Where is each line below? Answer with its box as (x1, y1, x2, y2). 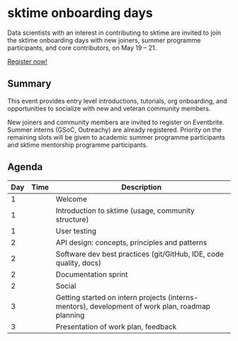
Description (121, 182, 161, 192)
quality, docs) (55, 257, 101, 267)
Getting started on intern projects (55, 292, 166, 302)
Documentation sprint (55, 269, 128, 279)
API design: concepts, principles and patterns (55, 237, 208, 247)
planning (55, 310, 85, 320)
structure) (55, 214, 89, 224)
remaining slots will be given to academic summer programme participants (7, 133, 225, 141)
